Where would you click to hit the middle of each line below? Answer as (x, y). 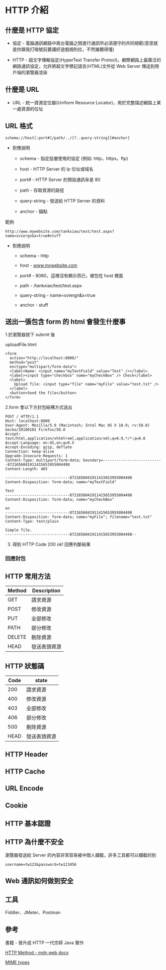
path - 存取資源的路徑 (42, 190)
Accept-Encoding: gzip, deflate (39, 447)
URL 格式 (19, 126)
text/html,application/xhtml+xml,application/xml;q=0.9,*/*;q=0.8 (75, 439)
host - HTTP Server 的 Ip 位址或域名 (56, 169)
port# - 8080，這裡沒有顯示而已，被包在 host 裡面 (71, 275)
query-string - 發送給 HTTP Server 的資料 (62, 200)
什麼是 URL (22, 90)
